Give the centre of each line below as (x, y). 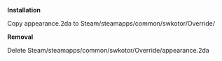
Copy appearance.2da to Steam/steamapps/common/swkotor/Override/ (111, 23)
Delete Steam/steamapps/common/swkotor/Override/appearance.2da (109, 50)
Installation (24, 10)
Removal (20, 37)
